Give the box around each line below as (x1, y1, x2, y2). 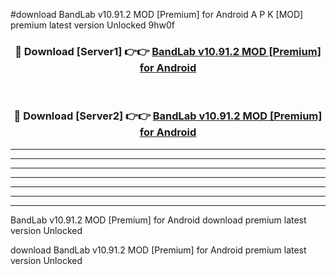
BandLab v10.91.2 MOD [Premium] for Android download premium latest (10, 214, 307, 226)
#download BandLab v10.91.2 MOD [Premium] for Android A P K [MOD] (10, 9, 304, 20)
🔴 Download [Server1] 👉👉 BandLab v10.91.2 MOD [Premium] (14, 44, 322, 58)
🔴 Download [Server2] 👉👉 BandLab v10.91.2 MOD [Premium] (13, 109, 323, 123)
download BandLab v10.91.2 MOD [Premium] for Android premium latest (10, 244, 307, 256)
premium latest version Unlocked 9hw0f (10, 19, 176, 31)
